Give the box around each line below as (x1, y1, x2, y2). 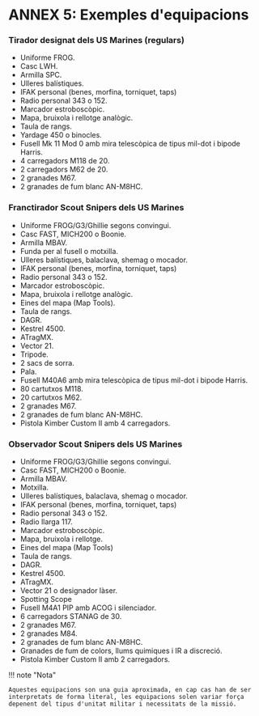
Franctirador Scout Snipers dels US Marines (8, 202, 185, 214)
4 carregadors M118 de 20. (19, 156, 110, 166)
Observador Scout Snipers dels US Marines (8, 438, 183, 450)
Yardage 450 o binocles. (19, 130, 103, 140)
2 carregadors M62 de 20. (19, 164, 108, 175)
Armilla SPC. (19, 70, 62, 80)
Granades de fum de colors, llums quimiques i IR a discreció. (19, 646, 223, 656)
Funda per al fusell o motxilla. (19, 246, 119, 256)
